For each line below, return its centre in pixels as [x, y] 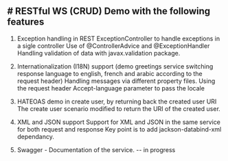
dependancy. [36, 136]
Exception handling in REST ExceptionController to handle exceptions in [118, 38]
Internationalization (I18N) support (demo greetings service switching [115, 66]
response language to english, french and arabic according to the [110, 73]
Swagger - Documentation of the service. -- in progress [96, 149]
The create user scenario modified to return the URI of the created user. [119, 108]
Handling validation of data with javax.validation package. [99, 53]
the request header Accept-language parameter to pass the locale [111, 88]
